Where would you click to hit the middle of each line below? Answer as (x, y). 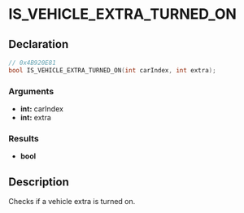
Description (39, 182)
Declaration (39, 44)
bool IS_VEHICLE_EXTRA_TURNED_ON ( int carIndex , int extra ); (113, 70)
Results (24, 138)
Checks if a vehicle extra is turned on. (72, 202)
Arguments (31, 91)
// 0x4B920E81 (33, 63)
